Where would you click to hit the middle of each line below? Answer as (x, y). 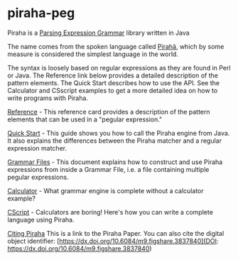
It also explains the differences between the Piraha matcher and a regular (115, 141)
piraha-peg (41, 13)
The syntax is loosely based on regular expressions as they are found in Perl (119, 67)
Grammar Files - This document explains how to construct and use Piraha (115, 162)
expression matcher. (37, 148)
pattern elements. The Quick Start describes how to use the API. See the (114, 82)
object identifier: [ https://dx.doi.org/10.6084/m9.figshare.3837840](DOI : (113, 241)
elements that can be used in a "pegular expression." (85, 119)
